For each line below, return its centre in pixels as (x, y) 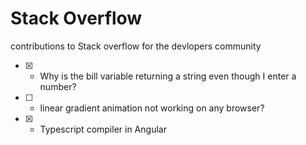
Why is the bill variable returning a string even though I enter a (168, 76)
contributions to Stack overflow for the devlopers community (136, 46)
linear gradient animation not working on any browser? (152, 108)
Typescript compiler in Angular (103, 129)
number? (58, 86)
